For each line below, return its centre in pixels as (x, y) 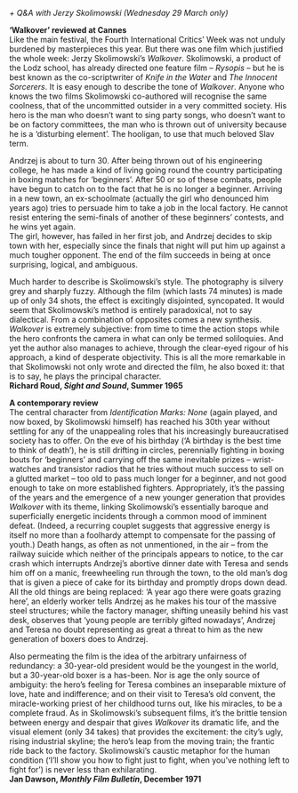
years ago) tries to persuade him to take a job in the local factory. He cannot (149, 208)
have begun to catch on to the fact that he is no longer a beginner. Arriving (146, 189)
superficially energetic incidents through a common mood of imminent (138, 516)
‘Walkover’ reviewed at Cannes (68, 30)
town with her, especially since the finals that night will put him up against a (148, 245)
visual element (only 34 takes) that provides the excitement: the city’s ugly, (146, 732)
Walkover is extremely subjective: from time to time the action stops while (145, 329)
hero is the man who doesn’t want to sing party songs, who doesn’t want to (147, 115)
